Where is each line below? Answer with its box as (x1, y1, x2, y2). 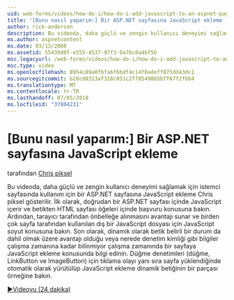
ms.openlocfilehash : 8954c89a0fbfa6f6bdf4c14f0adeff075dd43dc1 (7, 68, 195, 75)
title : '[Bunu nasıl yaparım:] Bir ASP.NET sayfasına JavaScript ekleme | (7, 17, 229, 24)
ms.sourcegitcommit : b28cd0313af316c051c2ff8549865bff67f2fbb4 (7, 75, 195, 82)
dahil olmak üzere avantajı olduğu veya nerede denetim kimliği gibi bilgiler (7, 234, 219, 243)
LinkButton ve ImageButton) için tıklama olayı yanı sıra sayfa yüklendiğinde (7, 256, 221, 265)
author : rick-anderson (7, 23, 73, 30)
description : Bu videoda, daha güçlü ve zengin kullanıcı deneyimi (7, 29, 208, 37)
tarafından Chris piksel (7, 169, 72, 177)
